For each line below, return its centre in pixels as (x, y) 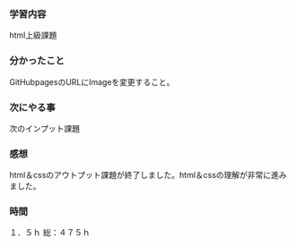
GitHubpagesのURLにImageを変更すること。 (92, 81)
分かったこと (37, 61)
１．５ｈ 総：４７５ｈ (50, 233)
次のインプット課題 (45, 128)
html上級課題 (33, 35)
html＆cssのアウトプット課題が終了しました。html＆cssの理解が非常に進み (148, 175)
